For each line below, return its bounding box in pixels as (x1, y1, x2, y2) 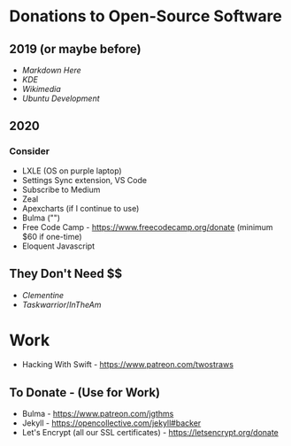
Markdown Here (21, 65, 81, 75)
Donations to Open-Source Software (9, 6, 283, 27)
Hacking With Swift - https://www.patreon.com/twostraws (21, 359, 234, 370)
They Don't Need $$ (9, 266, 123, 281)
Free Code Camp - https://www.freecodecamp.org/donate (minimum (21, 221, 273, 232)
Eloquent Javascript (21, 241, 96, 251)
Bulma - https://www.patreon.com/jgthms (21, 409, 174, 419)
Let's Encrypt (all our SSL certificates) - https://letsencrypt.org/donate (21, 427, 279, 438)
